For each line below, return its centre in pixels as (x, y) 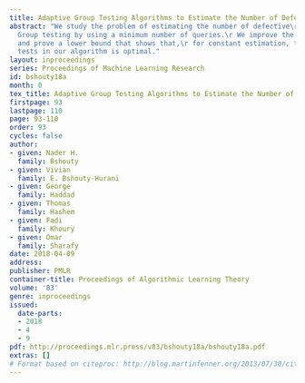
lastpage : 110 (36, 111)
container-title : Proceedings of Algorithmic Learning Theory (129, 280)
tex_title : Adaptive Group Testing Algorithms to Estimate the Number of (152, 93)
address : (26, 263)
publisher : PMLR (40, 271)
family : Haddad (46, 195)
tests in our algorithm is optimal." (89, 52)
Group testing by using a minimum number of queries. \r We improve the (156, 34)
